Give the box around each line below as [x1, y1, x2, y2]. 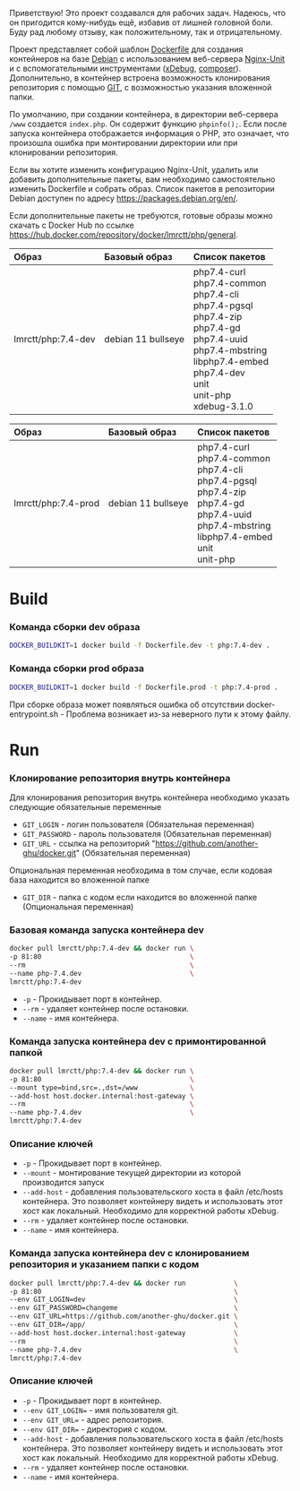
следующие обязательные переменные [9, 802, 162, 813]
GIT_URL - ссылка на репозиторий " [21, 838, 156, 849]
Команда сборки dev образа [9, 621, 141, 633]
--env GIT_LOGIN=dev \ [9, 1295, 239, 1305]
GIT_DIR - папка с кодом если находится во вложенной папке [21, 892, 258, 903]
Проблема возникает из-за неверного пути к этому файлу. [65, 708, 291, 720]
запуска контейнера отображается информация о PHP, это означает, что [9, 128, 289, 138]
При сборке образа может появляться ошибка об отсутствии [9, 699, 244, 710]
